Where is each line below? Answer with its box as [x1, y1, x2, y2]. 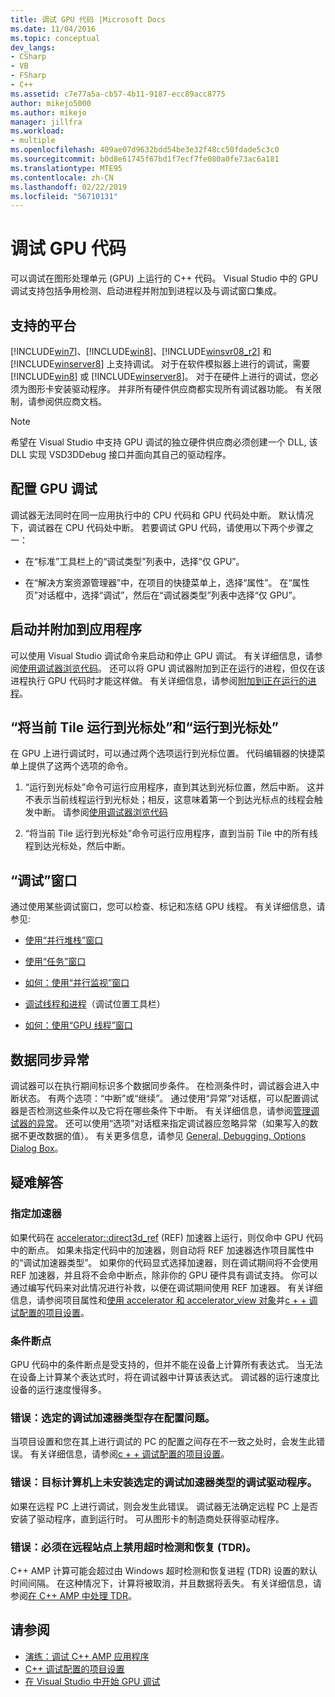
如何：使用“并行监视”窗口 [24, 977, 130, 989]
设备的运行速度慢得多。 [10, 1384, 107, 1396]
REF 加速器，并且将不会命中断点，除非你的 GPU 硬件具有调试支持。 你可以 [10, 1269, 318, 1281]
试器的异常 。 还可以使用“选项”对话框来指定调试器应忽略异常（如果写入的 [10, 1117, 310, 1130]
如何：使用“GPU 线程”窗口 [24, 1019, 133, 1031]
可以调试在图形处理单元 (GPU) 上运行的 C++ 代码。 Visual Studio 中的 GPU [10, 272, 319, 285]
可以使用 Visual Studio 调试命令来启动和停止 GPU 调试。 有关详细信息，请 [10, 649, 315, 661]
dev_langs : [10, 42, 56, 53]
